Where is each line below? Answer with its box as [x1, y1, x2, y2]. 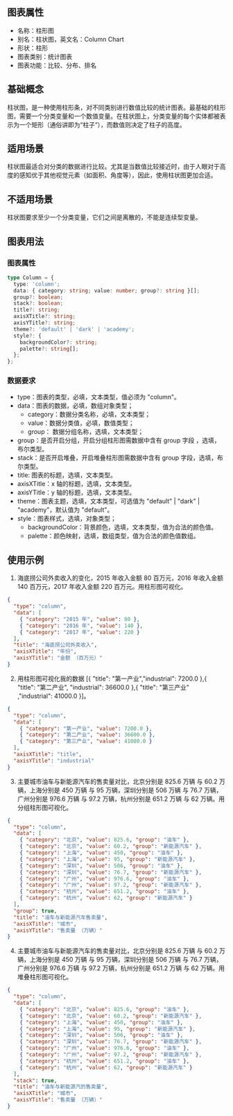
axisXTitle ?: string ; [13, 313, 76, 320]
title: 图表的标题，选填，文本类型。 [17, 471, 116, 479]
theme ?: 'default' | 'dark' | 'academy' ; [13, 326, 135, 333]
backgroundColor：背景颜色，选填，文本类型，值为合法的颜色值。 [27, 523, 218, 531]
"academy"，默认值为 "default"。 [17, 506, 114, 514]
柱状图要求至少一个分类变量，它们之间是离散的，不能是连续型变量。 [7, 213, 202, 222]
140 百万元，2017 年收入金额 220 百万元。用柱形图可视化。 [17, 583, 187, 591]
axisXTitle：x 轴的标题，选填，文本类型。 [17, 480, 136, 488]
